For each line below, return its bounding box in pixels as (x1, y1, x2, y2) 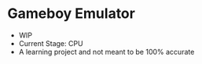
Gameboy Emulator (7, 5, 135, 23)
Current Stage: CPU (18, 38, 83, 48)
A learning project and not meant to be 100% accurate (18, 47, 195, 56)
